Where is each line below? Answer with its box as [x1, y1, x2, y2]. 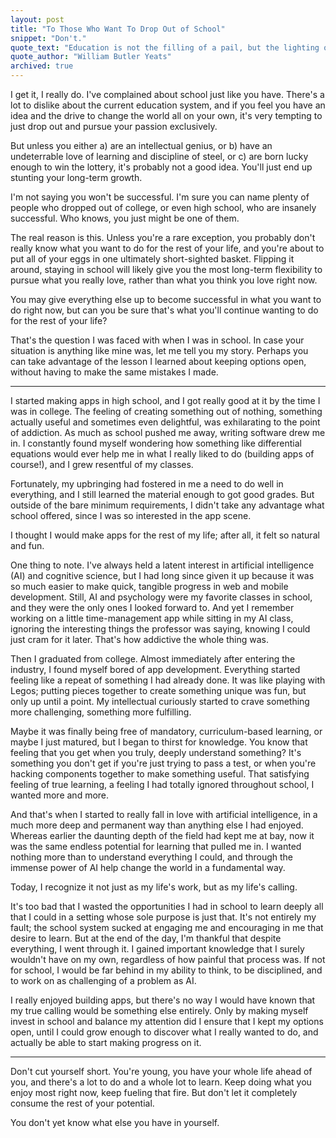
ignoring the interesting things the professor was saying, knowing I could [10, 623, 311, 635]
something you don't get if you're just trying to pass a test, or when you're [10, 757, 317, 769]
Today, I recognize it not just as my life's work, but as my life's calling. [10, 881, 298, 893]
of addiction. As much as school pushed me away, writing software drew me [10, 427, 326, 438]
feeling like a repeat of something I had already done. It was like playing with [10, 674, 326, 686]
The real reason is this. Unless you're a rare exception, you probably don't [10, 232, 316, 243]
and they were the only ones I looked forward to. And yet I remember [10, 602, 295, 613]
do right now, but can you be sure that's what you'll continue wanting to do [10, 304, 319, 316]
